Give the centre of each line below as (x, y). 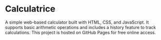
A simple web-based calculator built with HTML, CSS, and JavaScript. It (77, 22)
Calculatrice (30, 9)
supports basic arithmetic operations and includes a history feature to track (80, 27)
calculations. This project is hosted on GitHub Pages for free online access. (80, 32)
